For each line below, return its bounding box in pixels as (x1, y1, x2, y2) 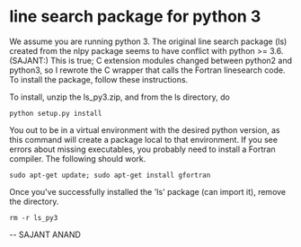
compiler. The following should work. (9, 153, 146, 163)
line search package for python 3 (9, 6, 261, 27)
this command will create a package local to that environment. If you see (9, 134, 279, 145)
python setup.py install (9, 109, 102, 118)
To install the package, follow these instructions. (9, 74, 189, 84)
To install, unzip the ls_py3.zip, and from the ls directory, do (9, 92, 231, 102)
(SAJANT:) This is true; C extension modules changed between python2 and (9, 55, 293, 66)
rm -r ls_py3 (9, 213, 58, 222)
